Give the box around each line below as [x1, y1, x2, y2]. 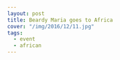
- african [13, 42, 42, 49]
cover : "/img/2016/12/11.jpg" [7, 23, 95, 30]
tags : [7, 29, 23, 37]
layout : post [7, 10, 45, 17]
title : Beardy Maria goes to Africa [7, 17, 113, 23]
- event [13, 36, 36, 43]
